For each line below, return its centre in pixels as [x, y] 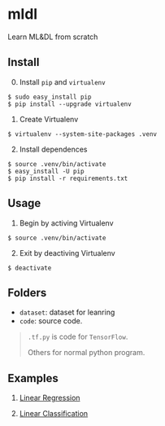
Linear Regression [50, 398]
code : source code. [51, 321]
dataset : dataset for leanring [67, 312]
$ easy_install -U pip [46, 171]
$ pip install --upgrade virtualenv [69, 104]
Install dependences [53, 149]
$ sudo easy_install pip [50, 97]
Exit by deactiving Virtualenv [67, 253]
